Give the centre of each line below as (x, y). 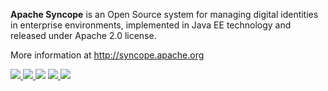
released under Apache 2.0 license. (83, 35)
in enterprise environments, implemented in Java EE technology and (151, 25)
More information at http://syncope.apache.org (107, 55)
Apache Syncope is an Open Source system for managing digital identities (164, 14)
